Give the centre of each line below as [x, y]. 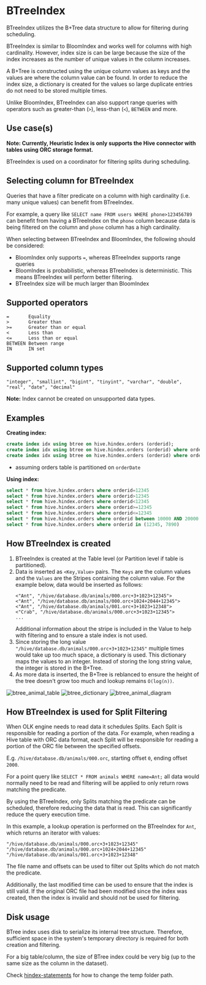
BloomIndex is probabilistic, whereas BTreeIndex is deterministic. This [103, 270]
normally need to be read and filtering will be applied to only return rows [97, 783]
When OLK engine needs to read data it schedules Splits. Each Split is [94, 727]
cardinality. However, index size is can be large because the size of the [96, 52]
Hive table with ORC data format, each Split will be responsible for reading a [102, 740]
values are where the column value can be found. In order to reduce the [97, 77]
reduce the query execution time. [48, 814]
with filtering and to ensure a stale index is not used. [81, 635]
